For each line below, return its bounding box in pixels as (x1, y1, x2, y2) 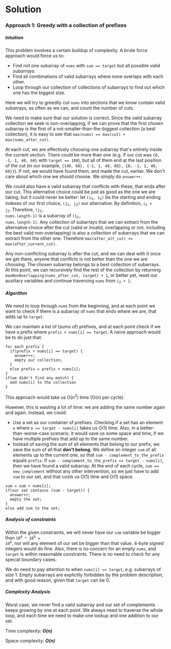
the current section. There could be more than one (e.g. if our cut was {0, (5, 152, 160, 158)
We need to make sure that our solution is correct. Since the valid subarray (5, 115, 162, 121)
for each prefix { (5, 344, 44, 349)
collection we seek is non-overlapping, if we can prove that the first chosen (5, 120, 164, 126)
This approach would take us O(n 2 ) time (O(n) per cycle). (5, 393, 125, 400)
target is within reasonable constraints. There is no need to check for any (5, 551, 160, 557)
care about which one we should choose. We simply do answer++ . (5, 173, 142, 179)
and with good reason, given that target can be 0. (5, 577, 110, 583)
